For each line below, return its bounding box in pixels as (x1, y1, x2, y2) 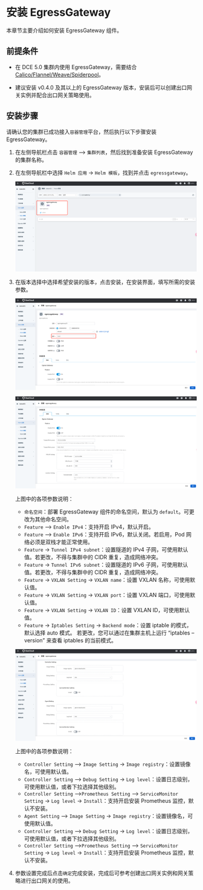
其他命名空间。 (34, 516, 72, 523)
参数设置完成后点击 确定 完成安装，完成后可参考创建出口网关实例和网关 (14, 869, 188, 877)
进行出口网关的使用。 (20, 877, 74, 884)
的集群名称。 (14, 156, 47, 163)
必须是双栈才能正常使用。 (29, 538, 94, 546)
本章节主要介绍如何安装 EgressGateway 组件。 (6, 27, 123, 34)
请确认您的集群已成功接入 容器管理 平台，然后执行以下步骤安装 (6, 128, 157, 135)
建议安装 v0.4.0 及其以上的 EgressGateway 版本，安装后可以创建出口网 (14, 84, 192, 91)
